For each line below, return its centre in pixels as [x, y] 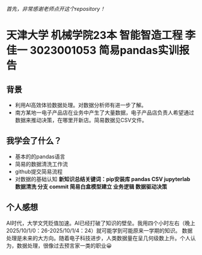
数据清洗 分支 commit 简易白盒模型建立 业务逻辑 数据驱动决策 [91, 186]
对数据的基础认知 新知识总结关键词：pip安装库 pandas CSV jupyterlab [103, 179]
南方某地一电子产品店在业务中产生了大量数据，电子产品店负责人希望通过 [104, 112]
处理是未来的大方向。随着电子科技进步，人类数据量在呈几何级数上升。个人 [98, 238]
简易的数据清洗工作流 [41, 164]
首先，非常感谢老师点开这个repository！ [56, 9]
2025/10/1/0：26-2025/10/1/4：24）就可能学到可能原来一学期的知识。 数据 [99, 230]
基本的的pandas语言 [40, 156]
